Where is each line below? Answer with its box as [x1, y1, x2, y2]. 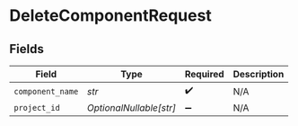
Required [184, 68, 224, 80]
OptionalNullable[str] [86, 102, 177, 113]
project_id [13, 103, 60, 112]
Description [232, 68, 285, 80]
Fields [9, 41, 45, 57]
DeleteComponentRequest [9, 5, 213, 26]
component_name [13, 86, 79, 96]
